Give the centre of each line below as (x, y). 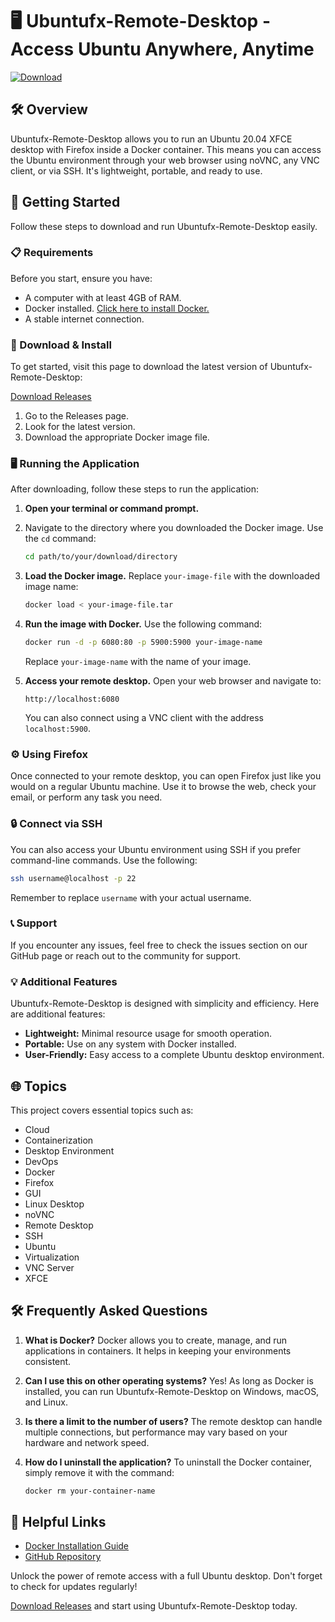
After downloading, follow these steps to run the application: (135, 489)
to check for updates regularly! (74, 1587)
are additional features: (58, 1014)
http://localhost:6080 (72, 699)
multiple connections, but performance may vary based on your (156, 1432)
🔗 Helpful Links (58, 1522)
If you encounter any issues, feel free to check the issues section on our (159, 945)
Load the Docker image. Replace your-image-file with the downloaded (172, 576)
